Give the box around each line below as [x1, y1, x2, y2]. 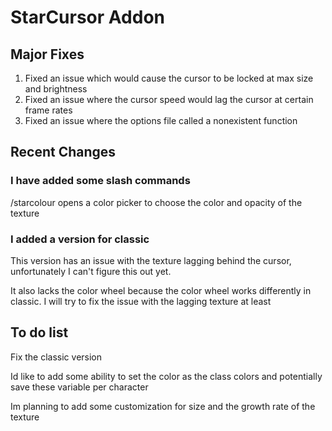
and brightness [24, 83, 88, 95]
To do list [10, 324, 69, 341]
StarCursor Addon [10, 6, 165, 29]
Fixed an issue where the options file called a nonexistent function [24, 115, 298, 126]
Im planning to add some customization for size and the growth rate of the [10, 400, 316, 412]
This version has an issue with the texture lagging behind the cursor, [10, 254, 292, 266]
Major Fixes [10, 46, 85, 63]
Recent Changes [10, 144, 117, 161]
